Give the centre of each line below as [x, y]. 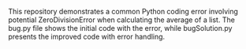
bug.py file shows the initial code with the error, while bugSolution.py [120, 28]
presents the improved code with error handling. [87, 36]
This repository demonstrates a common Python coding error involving [123, 11]
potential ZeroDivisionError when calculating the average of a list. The [121, 20]
